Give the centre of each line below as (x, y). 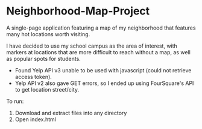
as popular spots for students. (44, 58)
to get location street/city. (47, 89)
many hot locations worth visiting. (48, 34)
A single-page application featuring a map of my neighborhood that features (101, 28)
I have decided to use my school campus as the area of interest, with (92, 46)
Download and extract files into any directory (71, 113)
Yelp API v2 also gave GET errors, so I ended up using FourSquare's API (104, 83)
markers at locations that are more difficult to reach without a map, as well (99, 52)
